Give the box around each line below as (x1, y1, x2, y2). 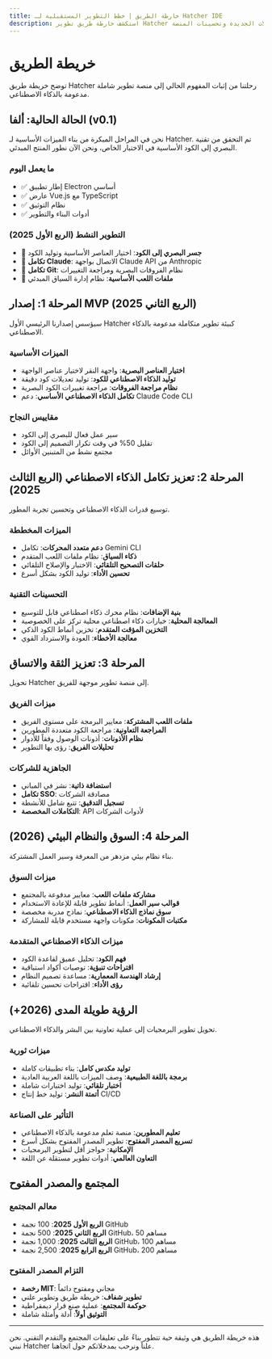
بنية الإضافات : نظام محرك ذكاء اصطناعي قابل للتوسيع (20, 607, 181, 616)
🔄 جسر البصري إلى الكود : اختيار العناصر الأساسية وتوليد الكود (20, 247, 203, 257)
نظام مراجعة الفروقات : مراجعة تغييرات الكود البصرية (20, 382, 178, 392)
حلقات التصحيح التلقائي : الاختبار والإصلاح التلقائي (20, 560, 165, 570)
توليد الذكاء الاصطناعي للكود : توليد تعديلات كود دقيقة (20, 373, 176, 384)
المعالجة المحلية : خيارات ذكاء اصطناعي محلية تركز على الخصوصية (20, 616, 218, 625)
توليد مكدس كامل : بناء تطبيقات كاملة (20, 1063, 131, 1073)
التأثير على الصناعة (9, 1109, 73, 1120)
